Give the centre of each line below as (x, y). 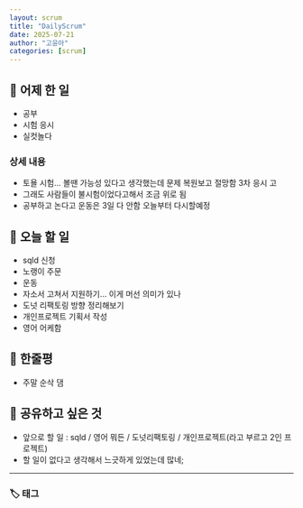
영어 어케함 (42, 328)
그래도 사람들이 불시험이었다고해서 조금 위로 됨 (104, 194)
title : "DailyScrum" (48, 26)
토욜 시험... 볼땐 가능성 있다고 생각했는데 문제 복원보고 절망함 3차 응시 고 (150, 183)
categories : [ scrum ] (48, 51)
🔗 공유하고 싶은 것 (55, 414)
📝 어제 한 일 (39, 90)
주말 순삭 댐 (43, 382)
